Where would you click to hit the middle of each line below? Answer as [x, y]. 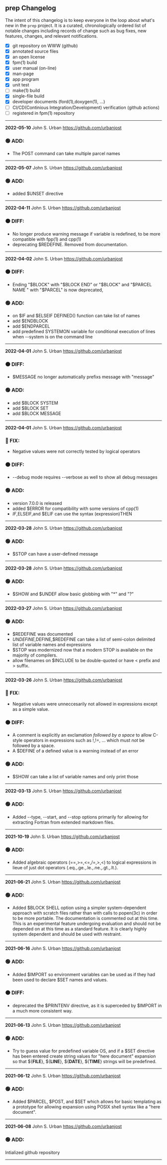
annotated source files [35, 51]
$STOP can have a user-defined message [55, 554]
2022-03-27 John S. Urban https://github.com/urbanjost [64, 608]
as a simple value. [31, 709]
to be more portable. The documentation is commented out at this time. [85, 918]
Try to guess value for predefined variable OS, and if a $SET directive [83, 1051]
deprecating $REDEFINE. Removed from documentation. [70, 244]
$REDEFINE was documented [42, 634]
